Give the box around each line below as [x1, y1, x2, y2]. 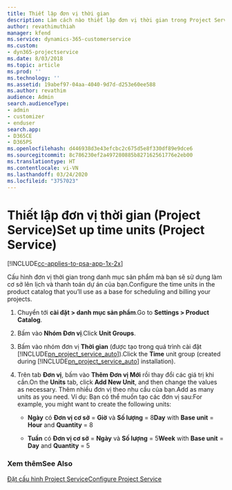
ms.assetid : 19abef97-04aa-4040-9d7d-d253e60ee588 [7, 81, 156, 88]
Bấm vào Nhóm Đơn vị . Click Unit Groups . [17, 329, 136, 338]
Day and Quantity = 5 [27, 442, 90, 450]
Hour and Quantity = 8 [27, 421, 93, 429]
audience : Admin [7, 94, 54, 101]
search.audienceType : [7, 100, 70, 107]
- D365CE [7, 132, 32, 139]
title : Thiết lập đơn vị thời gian [7, 10, 110, 17]
